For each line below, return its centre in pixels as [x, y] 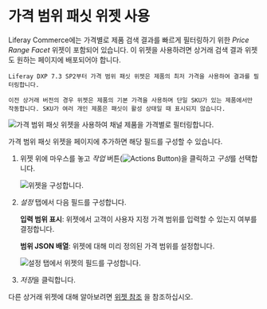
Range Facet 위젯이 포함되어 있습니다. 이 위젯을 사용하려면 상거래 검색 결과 [126, 49]
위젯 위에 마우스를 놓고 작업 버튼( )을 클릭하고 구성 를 [128, 158]
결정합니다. [37, 229]
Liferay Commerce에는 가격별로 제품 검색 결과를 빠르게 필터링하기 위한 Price [129, 40]
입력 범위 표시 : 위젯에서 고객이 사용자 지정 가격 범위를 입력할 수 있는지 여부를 [138, 219]
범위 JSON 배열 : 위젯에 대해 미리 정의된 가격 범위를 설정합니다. [117, 246]
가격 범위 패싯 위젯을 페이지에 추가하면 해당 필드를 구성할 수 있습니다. [116, 141]
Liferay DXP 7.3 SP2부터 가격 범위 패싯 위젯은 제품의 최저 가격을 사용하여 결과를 [129, 76]
